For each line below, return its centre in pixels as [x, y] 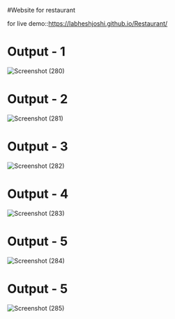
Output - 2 [38, 99]
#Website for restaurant [41, 10]
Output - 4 [38, 194]
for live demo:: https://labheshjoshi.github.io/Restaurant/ [87, 23]
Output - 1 [37, 52]
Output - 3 [38, 147]
